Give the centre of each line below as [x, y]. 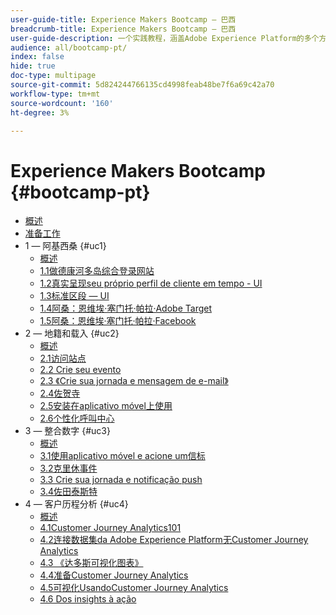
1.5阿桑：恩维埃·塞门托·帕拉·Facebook [118, 321]
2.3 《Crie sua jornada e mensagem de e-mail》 [134, 381]
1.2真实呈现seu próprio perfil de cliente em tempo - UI [151, 283]
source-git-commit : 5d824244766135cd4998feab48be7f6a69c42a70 [142, 85]
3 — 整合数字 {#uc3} [67, 431]
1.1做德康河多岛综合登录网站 [97, 271]
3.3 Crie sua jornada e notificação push [121, 480]
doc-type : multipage [53, 76]
